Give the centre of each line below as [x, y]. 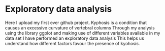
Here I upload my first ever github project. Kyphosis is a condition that [76, 23]
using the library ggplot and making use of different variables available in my [83, 33]
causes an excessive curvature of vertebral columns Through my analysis [80, 27]
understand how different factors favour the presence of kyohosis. [73, 43]
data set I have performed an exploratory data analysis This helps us [75, 38]
